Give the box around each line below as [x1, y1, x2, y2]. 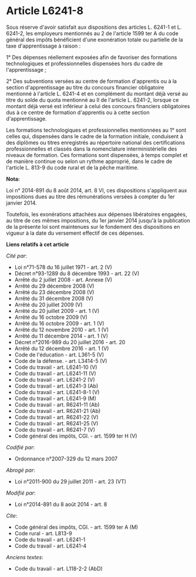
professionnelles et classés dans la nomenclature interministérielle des [6, 145, 177, 152]
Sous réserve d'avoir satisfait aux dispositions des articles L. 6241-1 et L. [6, 24, 182, 31]
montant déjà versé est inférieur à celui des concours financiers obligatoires [6, 102, 190, 109]
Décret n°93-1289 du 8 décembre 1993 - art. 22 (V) [14, 269, 140, 277]
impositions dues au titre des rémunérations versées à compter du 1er [6, 193, 175, 200]
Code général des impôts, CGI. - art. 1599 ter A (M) [14, 523, 138, 531]
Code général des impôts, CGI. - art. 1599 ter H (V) [14, 432, 138, 439]
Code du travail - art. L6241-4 [14, 542, 87, 549]
